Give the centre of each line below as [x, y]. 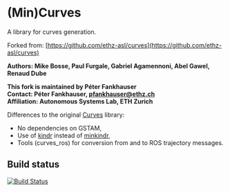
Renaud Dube [27, 73]
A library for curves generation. [52, 32]
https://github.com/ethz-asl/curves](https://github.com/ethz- [135, 45]
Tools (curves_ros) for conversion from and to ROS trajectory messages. [120, 142]
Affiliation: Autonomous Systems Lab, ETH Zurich [80, 101]
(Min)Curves [44, 13]
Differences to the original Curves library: [66, 115]
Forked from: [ [28, 45]
